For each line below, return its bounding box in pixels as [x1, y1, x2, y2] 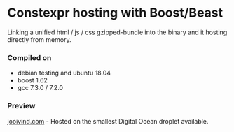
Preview [7, 101, 36, 111]
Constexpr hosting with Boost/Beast [7, 5, 223, 21]
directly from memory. [7, 35, 71, 43]
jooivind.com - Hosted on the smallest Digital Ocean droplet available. [7, 117, 209, 125]
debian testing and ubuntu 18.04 [17, 68, 111, 78]
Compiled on [7, 52, 52, 62]
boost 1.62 [17, 76, 48, 85]
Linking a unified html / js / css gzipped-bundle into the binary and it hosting [7, 28, 228, 36]
